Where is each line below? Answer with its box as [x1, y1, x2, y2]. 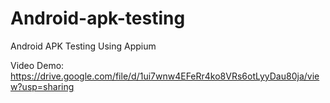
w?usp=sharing [10, 80, 75, 92]
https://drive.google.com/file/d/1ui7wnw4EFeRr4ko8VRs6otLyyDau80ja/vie [10, 70, 320, 82]
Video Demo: [10, 59, 65, 71]
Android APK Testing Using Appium [10, 40, 157, 52]
